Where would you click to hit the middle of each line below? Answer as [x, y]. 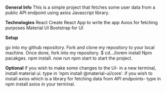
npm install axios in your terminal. [40, 84]
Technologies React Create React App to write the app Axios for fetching [81, 22]
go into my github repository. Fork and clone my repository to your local [80, 47]
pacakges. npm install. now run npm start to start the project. [69, 58]
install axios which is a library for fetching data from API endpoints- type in [83, 79]
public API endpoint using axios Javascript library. [57, 13]
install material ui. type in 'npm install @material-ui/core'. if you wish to [79, 73]
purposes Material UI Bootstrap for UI [44, 28]
